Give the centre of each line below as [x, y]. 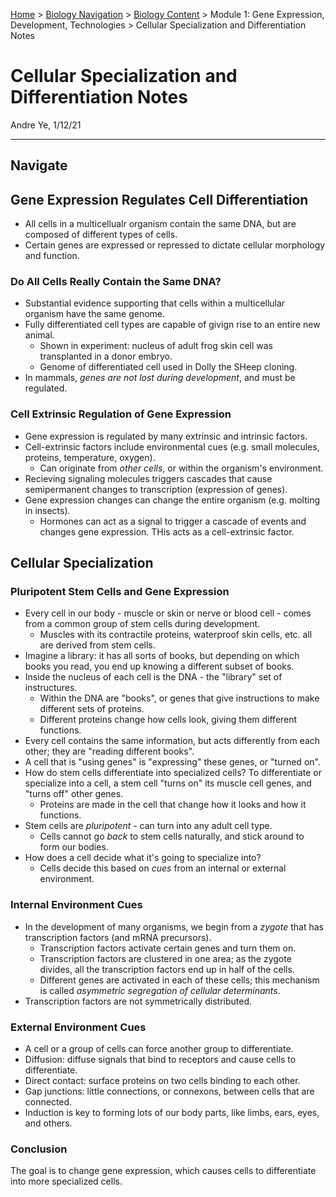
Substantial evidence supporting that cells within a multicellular [155, 303]
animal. [39, 335]
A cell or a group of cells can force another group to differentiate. [159, 1049]
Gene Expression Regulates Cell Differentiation [159, 199]
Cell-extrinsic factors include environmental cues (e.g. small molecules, [172, 446]
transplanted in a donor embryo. [106, 356]
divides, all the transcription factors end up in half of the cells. [167, 969]
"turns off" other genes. [74, 794]
